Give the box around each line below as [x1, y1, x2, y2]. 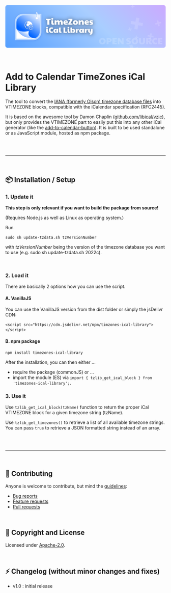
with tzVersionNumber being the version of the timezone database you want [5, 244, 165, 250]
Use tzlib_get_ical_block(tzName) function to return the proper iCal [5, 404, 149, 410]
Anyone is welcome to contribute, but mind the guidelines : [5, 483, 127, 489]
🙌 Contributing [5, 469, 53, 478]
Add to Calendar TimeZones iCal [5, 71, 146, 83]
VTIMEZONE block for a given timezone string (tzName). [5, 409, 124, 415]
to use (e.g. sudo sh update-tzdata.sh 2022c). [5, 249, 102, 255]
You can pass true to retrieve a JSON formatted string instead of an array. [5, 424, 161, 430]
